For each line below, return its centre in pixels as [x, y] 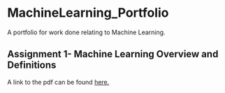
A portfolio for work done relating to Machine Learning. [86, 32]
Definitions [32, 65]
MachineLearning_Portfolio [88, 13]
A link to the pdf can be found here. [58, 82]
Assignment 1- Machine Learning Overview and [113, 54]
